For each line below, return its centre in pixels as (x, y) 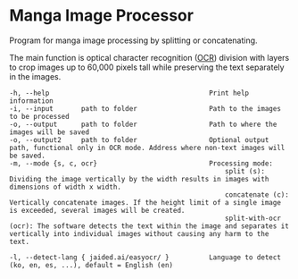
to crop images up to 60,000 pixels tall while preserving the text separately (147, 67)
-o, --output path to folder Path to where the (143, 124)
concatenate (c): (257, 194)
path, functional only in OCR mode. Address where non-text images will (147, 148)
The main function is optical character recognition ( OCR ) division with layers (149, 57)
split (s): (245, 171)
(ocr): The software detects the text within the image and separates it (149, 226)
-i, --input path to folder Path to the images (145, 108)
